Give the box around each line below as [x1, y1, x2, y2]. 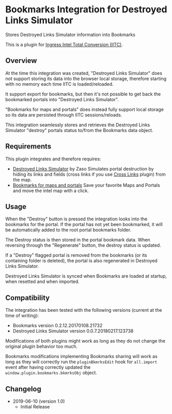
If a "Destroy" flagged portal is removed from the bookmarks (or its [5, 252, 147, 258]
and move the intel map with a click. [12, 187, 89, 194]
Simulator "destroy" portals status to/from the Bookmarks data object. [5, 127, 154, 133]
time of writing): [5, 312, 40, 319]
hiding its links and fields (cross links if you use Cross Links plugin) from [12, 171, 166, 177]
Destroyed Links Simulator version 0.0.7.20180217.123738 [12, 328, 134, 334]
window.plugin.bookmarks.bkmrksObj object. [5, 370, 98, 376]
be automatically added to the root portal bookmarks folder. [5, 227, 131, 233]
